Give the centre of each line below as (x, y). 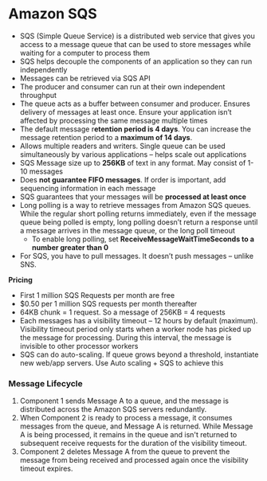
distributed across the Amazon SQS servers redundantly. (113, 409)
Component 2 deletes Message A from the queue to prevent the (125, 452)
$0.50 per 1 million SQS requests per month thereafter (108, 303)
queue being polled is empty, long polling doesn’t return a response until (139, 222)
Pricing (21, 280)
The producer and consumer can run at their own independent (122, 86)
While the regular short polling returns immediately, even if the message (138, 213)
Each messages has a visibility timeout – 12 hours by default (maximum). (139, 320)
